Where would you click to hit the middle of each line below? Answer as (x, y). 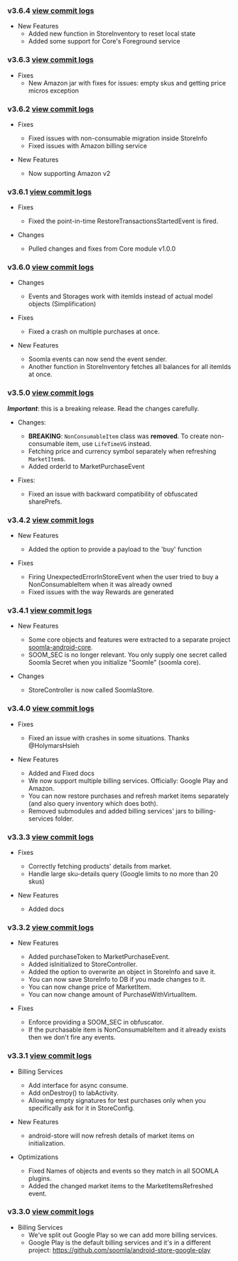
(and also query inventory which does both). (93, 803)
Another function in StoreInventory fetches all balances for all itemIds (130, 367)
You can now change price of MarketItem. (90, 987)
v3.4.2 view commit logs (51, 520)
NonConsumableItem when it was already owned (100, 585)
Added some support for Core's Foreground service (104, 41)
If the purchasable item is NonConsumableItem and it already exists (127, 1030)
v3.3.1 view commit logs (50, 1056)
